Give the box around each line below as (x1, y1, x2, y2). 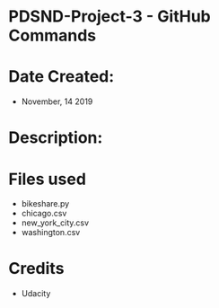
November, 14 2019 (21, 96, 93, 107)
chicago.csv (21, 208, 67, 219)
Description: (8, 128, 103, 148)
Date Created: (8, 66, 115, 87)
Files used (8, 169, 87, 189)
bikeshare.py (21, 198, 70, 209)
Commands (8, 25, 97, 46)
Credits (8, 259, 65, 279)
